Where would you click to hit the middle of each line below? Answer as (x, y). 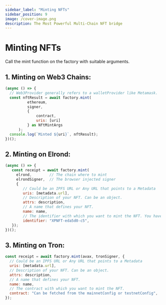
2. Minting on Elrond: (38, 154)
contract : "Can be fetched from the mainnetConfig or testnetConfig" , (84, 293)
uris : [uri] (48, 121)
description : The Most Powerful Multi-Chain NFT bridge (64, 23)
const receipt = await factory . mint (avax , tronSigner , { (65, 257)
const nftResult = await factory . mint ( (51, 97)
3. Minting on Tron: (35, 245)
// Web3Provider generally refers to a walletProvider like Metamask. (84, 93)
